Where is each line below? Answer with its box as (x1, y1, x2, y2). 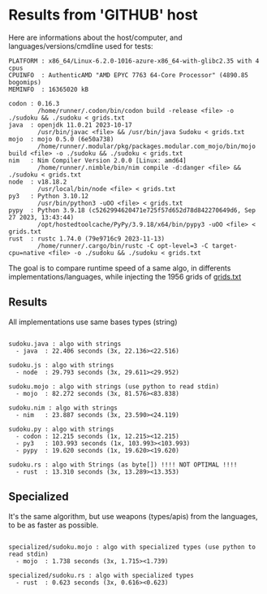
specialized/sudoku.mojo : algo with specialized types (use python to (8, 543, 256, 551)
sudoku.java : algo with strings (8, 340, 122, 348)
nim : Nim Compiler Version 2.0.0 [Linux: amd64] (8, 156, 187, 164)
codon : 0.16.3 (8, 99, 60, 107)
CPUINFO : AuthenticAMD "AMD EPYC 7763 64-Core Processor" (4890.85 (8, 71, 249, 79)
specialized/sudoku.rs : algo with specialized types (8, 571, 195, 579)
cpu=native (8, 249, 45, 257)
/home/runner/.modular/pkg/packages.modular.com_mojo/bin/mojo (37, 142, 256, 150)
